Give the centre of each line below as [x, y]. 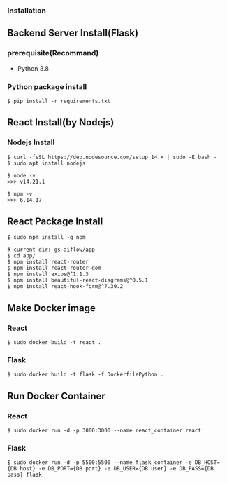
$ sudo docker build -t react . [54, 343]
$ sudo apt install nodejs [46, 163]
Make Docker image [51, 308]
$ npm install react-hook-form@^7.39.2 [65, 287]
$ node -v [22, 175]
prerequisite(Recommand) [53, 53]
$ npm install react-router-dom [54, 268]
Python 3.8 [33, 68]
